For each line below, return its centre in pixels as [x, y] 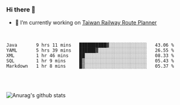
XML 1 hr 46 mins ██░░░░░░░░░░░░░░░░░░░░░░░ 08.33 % [90, 56]
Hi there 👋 [21, 10]
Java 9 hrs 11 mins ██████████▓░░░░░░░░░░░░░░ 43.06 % [90, 45]
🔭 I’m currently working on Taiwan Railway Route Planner [86, 23]
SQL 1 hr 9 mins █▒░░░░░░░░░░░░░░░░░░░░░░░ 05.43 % [90, 61]
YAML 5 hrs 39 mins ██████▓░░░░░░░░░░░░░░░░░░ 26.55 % [90, 50]
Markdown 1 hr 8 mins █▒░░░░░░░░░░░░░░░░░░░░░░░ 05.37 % [90, 66]
